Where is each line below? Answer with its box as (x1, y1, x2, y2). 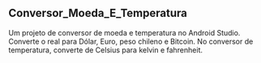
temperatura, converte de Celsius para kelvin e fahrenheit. (8, 44, 203, 55)
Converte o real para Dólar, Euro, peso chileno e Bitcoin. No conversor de (8, 36, 254, 46)
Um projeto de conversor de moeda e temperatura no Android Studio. (8, 27, 241, 37)
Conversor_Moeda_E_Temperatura (8, 6, 188, 20)
